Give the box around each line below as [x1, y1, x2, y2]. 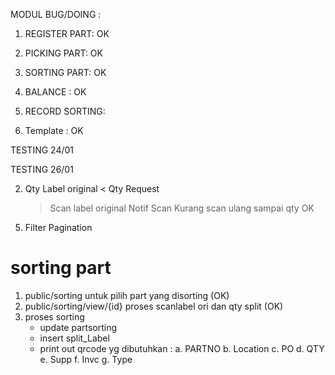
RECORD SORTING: [24, 105, 106, 117]
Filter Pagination [24, 222, 93, 233]
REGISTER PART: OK [24, 28, 110, 39]
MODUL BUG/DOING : [10, 9, 102, 20]
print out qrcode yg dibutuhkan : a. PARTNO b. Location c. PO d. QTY [39, 342, 325, 354]
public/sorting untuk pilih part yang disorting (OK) [24, 289, 230, 301]
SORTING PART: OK [24, 67, 107, 78]
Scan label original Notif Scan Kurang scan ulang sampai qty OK [49, 202, 315, 214]
